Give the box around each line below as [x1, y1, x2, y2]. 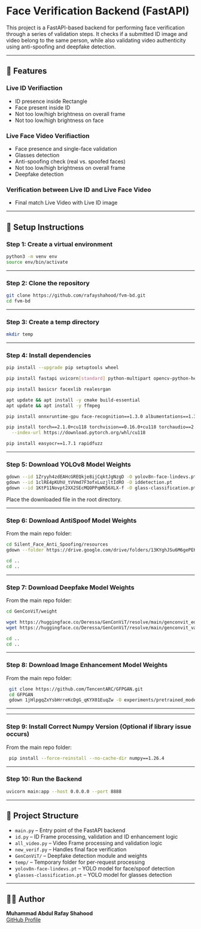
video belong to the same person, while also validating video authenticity [6, 36, 187, 44]
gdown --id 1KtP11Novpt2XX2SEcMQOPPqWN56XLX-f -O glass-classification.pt [6, 485, 197, 491]
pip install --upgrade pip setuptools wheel [6, 365, 119, 371]
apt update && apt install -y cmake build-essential [6, 397, 141, 403]
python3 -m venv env [6, 253, 58, 260]
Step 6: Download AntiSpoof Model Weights [6, 516, 137, 525]
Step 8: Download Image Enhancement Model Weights [6, 661, 168, 669]
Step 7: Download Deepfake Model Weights [6, 583, 135, 592]
